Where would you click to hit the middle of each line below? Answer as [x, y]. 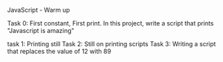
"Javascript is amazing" [41, 31]
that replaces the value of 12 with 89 [59, 51]
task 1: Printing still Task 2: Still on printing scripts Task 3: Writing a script [112, 44]
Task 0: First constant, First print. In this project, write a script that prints [110, 23]
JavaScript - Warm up [39, 10]
